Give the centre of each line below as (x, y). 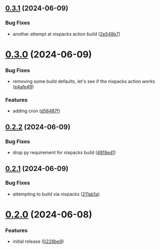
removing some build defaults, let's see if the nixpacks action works (84, 81)
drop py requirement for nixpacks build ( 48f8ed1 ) (64, 152)
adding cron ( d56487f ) (37, 111)
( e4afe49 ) (23, 87)
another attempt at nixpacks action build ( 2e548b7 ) (67, 34)
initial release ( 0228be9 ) (38, 241)
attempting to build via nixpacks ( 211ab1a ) (56, 194)
